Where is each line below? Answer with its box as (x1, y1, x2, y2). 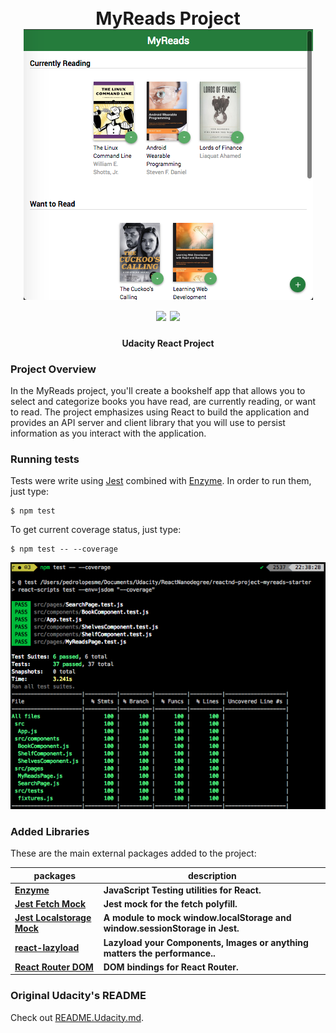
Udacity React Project (121, 337, 215, 349)
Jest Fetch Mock (14, 898, 87, 910)
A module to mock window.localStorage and (103, 912, 292, 924)
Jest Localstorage (14, 912, 92, 924)
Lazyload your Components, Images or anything (103, 936, 309, 948)
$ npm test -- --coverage (10, 544, 118, 555)
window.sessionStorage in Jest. (103, 922, 240, 935)
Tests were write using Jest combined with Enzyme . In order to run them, (10, 475, 312, 487)
